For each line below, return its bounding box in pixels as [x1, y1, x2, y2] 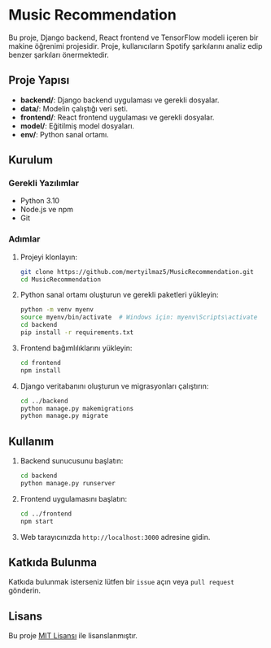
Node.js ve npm [20, 205, 74, 215]
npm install [20, 366, 61, 375]
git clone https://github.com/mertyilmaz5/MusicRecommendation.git [20, 267, 254, 276]
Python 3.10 [20, 196, 59, 206]
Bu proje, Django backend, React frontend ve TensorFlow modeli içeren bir [8, 33, 259, 42]
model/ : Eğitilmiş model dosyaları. [20, 120, 135, 131]
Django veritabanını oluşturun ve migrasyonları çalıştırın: [20, 381, 209, 391]
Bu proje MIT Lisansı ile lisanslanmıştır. [8, 631, 138, 641]
